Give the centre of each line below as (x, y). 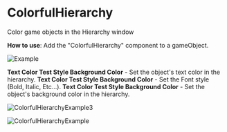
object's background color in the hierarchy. (69, 94)
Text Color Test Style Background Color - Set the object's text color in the (113, 72)
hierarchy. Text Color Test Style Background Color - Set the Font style (108, 79)
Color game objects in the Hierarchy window (71, 32)
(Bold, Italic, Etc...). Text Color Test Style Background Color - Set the (106, 86)
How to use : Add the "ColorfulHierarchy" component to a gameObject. (108, 45)
